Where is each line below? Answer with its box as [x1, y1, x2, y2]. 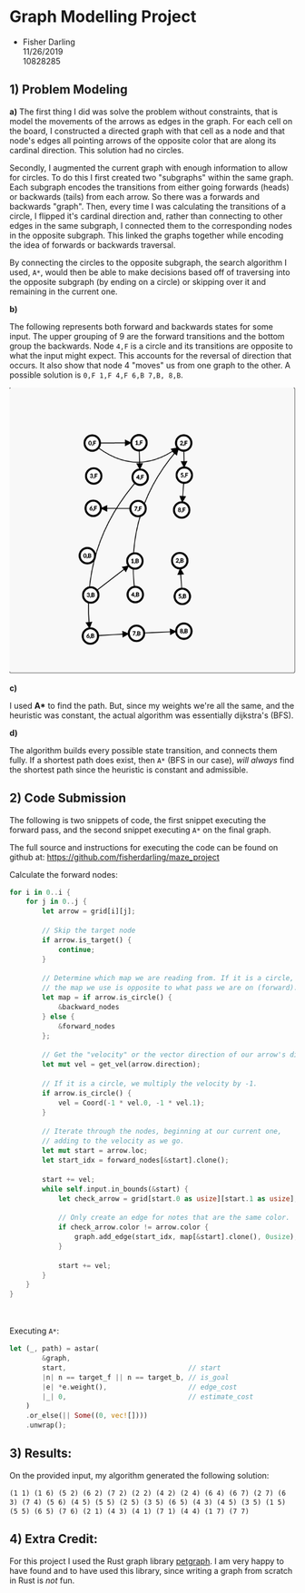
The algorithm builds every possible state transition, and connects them [9, 744, 278, 755]
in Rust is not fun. [9, 1575, 75, 1586]
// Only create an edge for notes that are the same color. [57, 1214, 290, 1223]
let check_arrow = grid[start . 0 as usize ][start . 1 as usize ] [57, 1194, 295, 1204]
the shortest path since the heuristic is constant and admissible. [9, 764, 249, 775]
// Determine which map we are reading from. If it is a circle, [42, 974, 295, 983]
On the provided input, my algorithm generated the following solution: [9, 1470, 270, 1480]
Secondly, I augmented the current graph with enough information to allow [9, 162, 289, 173]
